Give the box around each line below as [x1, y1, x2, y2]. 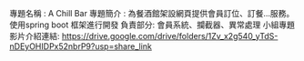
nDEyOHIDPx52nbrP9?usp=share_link [9, 41, 152, 52]
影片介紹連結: [9, 31, 61, 41]
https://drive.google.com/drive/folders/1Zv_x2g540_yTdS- [61, 31, 279, 41]
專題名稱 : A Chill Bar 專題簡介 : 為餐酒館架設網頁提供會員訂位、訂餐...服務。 [9, 8, 295, 18]
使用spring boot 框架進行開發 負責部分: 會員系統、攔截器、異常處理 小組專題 [9, 19, 296, 30]
